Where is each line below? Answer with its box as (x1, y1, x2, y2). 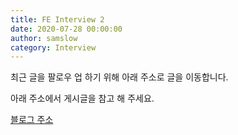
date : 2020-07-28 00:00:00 (10, 24, 123, 34)
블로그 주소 (10, 114, 54, 126)
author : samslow (10, 33, 78, 43)
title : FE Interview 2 (10, 14, 105, 25)
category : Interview (10, 42, 97, 53)
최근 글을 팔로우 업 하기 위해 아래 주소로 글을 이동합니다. (10, 71, 229, 83)
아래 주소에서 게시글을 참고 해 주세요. (10, 92, 155, 105)
